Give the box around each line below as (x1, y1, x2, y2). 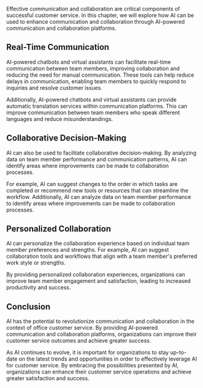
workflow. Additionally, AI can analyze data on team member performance (6, 193, 191, 200)
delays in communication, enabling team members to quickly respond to (6, 77, 187, 85)
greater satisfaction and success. (6, 375, 90, 382)
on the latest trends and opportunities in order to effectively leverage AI (18, 355, 198, 362)
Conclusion (6, 301, 51, 312)
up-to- (170, 349, 187, 356)
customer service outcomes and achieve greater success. (6, 337, 151, 344)
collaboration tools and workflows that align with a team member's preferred (6, 252, 198, 260)
